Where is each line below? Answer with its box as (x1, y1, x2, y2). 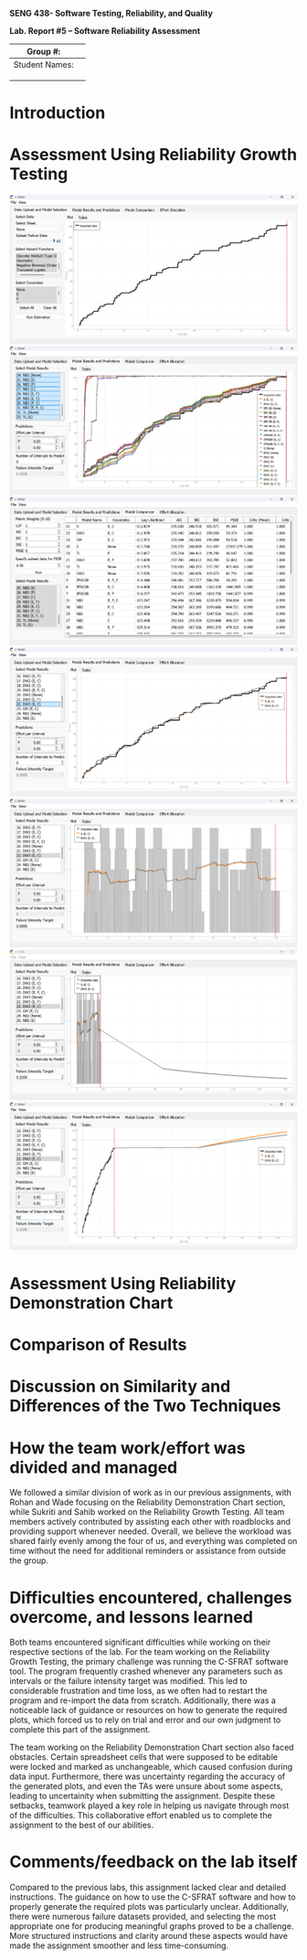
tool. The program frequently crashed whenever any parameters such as (9, 1666, 283, 1677)
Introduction (9, 102, 106, 123)
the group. (9, 1555, 48, 1566)
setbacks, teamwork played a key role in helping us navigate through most (9, 1800, 290, 1811)
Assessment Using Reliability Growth (9, 144, 298, 165)
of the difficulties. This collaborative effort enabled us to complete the (9, 1810, 272, 1821)
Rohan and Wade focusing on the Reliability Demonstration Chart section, (9, 1497, 286, 1507)
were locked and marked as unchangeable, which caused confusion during (9, 1762, 293, 1773)
